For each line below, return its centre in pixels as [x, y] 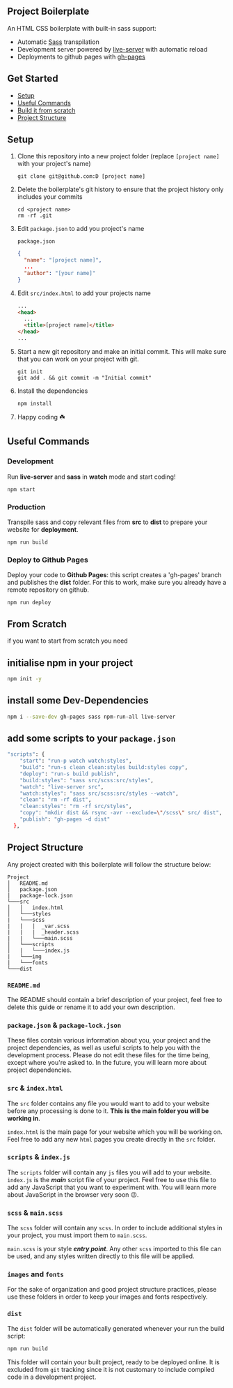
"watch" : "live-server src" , [62, 787]
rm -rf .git [34, 216]
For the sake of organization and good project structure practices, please [112, 1290]
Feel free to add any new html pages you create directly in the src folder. [111, 1139]
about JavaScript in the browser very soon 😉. [73, 1194]
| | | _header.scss [43, 932]
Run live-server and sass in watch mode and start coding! [91, 477]
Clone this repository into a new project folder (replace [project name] [118, 156]
